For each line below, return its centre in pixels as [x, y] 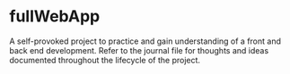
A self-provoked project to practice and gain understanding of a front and [145, 41]
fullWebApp [55, 16]
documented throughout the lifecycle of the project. [105, 60]
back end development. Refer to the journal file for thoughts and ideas [139, 50]
